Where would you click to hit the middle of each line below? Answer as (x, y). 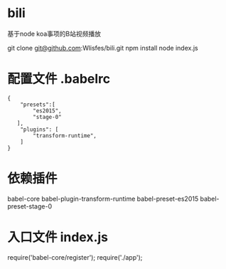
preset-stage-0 (29, 206)
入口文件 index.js (58, 237)
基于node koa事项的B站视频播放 (54, 33)
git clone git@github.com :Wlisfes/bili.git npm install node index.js (103, 48)
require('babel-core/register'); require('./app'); (75, 257)
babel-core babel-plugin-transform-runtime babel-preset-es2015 (103, 199)
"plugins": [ (39, 130)
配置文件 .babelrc (59, 79)
